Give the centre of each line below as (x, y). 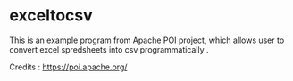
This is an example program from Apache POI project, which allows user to (147, 40)
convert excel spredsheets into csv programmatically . (109, 49)
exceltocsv (51, 16)
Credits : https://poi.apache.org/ (68, 67)
